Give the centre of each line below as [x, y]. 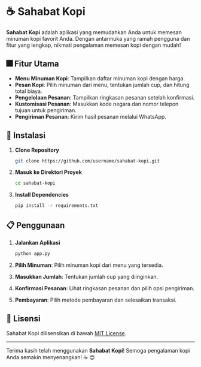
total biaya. [28, 91]
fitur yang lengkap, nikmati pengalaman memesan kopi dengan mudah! [94, 45]
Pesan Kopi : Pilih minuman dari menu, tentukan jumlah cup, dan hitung [102, 85]
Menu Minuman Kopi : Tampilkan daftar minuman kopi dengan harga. [100, 78]
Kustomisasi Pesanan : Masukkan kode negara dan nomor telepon [97, 104]
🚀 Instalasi [26, 136]
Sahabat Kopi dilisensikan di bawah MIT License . [66, 333]
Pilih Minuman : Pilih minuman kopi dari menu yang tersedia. [89, 265]
